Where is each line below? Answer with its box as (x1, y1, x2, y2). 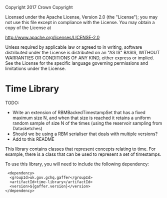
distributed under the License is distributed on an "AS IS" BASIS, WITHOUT (5, 50, 160, 55)
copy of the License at (5, 25, 51, 31)
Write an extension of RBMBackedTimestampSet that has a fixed (12, 109, 146, 115)
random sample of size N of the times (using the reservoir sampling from (12, 120, 162, 126)
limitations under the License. (5, 65, 66, 71)
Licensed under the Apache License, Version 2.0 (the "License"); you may (5, 14, 158, 20)
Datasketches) (12, 125, 42, 131)
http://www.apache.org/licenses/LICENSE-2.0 (5, 35, 100, 40)
